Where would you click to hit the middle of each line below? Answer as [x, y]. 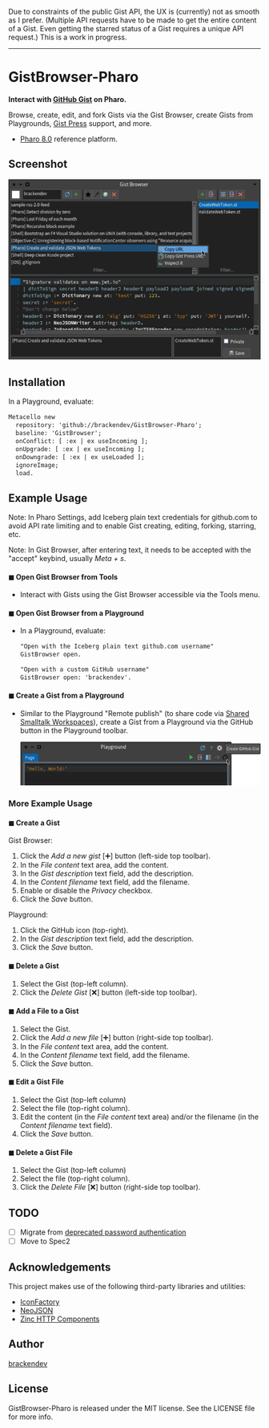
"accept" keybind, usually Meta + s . [67, 559]
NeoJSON [36, 1310]
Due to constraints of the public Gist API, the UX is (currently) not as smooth [134, 12]
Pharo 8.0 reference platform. [68, 139]
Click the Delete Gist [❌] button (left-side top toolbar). [108, 992]
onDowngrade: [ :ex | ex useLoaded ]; [80, 458]
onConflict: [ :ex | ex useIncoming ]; [82, 441]
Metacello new [32, 417]
